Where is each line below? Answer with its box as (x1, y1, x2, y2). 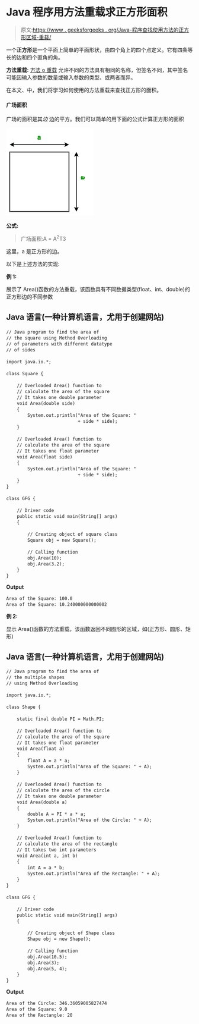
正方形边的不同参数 (6, 293, 53, 300)
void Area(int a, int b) (17, 853, 78, 859)
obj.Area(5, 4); (27, 966, 68, 972)
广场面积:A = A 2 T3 (20, 234, 66, 242)
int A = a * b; (27, 865, 65, 871)
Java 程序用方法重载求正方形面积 (6, 5, 168, 19)
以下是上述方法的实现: (6, 260, 60, 268)
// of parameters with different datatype (6, 341, 113, 347)
